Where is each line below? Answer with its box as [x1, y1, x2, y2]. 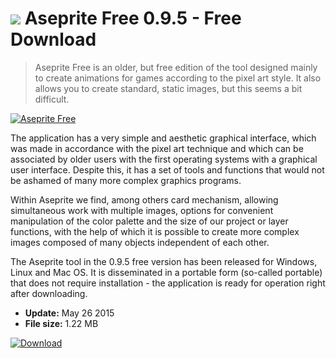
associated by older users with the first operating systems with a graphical [10, 153, 318, 165]
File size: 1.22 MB [24, 317, 99, 329]
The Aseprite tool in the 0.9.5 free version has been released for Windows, [10, 255, 318, 267]
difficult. [34, 93, 70, 105]
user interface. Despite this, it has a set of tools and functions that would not [10, 163, 325, 176]
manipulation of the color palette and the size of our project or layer [10, 215, 289, 227]
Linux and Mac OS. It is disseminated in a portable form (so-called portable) [10, 266, 323, 278]
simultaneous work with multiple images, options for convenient [10, 204, 274, 216]
